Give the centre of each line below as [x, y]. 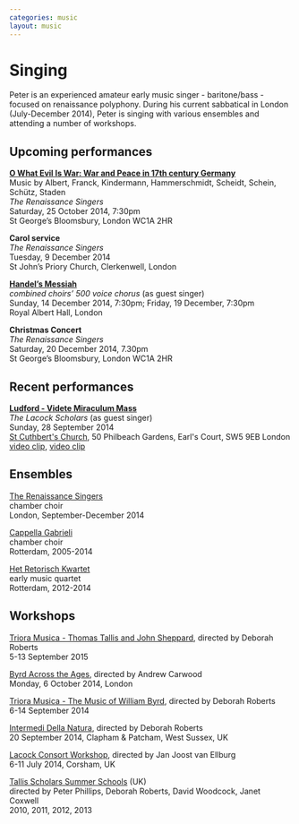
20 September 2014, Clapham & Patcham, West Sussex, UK [119, 737]
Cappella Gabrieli [41, 532]
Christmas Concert [46, 330]
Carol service [35, 238]
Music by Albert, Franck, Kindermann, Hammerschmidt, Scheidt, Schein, [143, 183]
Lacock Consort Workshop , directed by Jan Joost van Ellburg [123, 754]
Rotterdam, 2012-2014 [50, 588]
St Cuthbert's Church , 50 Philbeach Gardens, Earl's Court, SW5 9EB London [150, 437]
